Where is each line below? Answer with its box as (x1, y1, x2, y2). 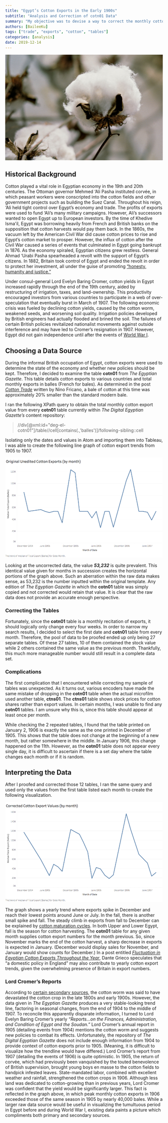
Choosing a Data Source (5, 346, 82, 355)
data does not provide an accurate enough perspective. (5, 595, 120, 601)
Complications (5, 669, 41, 676)
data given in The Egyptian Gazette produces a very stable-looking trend (5, 1000, 156, 1006)
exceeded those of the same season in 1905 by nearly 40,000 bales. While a (5, 1096, 163, 1102)
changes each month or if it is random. (5, 754, 85, 760)
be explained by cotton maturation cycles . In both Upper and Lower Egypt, (5, 922, 158, 928)
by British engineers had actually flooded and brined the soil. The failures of (5, 316, 161, 322)
